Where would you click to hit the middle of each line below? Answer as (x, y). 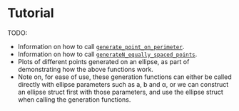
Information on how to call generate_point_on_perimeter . (101, 46)
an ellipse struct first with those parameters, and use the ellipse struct (120, 92)
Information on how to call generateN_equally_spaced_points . (107, 54)
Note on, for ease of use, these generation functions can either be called (124, 77)
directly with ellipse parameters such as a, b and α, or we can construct (123, 84)
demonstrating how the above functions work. (85, 69)
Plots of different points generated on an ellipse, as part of (103, 61)
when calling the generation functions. (74, 99)
